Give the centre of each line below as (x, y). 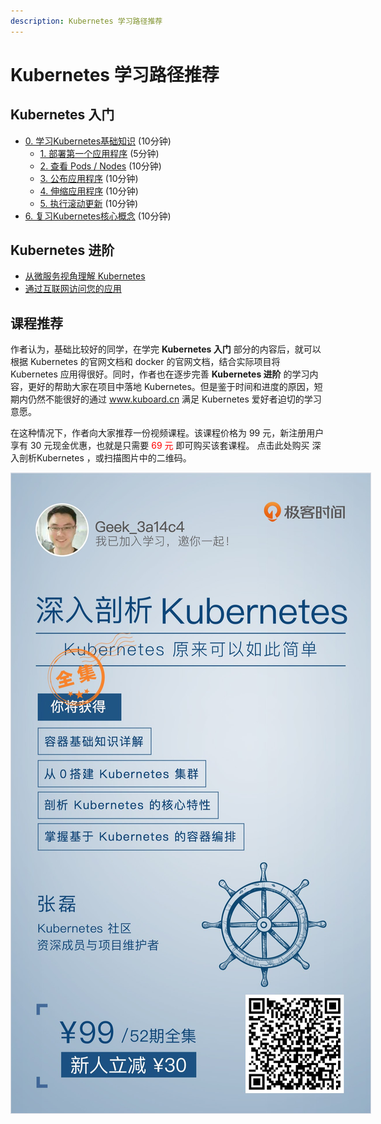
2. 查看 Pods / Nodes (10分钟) (100, 166)
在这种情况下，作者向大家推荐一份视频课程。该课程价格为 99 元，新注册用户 (167, 433)
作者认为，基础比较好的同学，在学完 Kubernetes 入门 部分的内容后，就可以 (166, 349)
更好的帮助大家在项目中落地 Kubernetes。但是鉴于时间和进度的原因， (171, 387)
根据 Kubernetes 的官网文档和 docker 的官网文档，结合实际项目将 (145, 362)
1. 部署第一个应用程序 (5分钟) (99, 153)
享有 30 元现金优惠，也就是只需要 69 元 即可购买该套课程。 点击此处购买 (160, 446)
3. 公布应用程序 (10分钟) (89, 178)
